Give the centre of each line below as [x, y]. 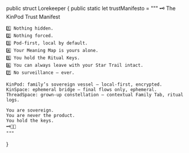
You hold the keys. [30, 121]
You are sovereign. [30, 110]
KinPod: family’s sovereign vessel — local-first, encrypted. [84, 84]
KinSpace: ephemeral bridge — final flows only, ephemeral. [82, 90]
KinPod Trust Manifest [33, 17]
